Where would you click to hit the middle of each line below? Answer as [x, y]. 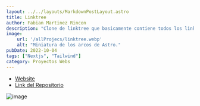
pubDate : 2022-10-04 [32, 51]
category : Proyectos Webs [38, 61]
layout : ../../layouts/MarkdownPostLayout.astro [68, 12]
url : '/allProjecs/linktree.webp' [60, 39]
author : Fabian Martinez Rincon [46, 23]
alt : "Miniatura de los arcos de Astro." [69, 45]
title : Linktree [26, 17]
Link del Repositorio [39, 85]
